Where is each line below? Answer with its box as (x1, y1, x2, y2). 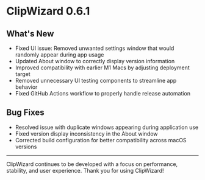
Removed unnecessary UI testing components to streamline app (15, 77, 177, 84)
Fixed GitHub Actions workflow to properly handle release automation (15, 90, 191, 97)
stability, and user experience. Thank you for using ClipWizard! (6, 167, 164, 174)
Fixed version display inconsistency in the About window (15, 130, 158, 137)
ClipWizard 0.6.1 (6, 4, 90, 18)
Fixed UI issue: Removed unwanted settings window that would (15, 44, 174, 52)
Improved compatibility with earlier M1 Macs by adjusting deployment (15, 64, 190, 71)
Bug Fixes (6, 108, 45, 118)
